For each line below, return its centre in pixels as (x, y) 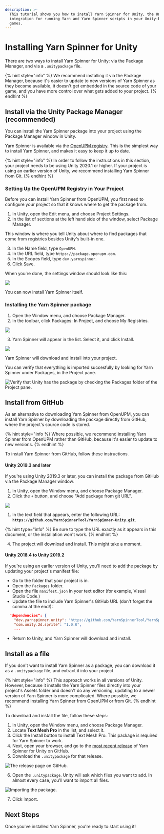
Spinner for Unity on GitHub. (41, 751)
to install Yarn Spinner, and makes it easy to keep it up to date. (68, 151)
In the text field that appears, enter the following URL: (66, 514)
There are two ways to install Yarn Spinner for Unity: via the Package (74, 61)
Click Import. (25, 799)
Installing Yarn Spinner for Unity (71, 47)
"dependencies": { (28, 615)
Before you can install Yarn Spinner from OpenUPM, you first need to (74, 199)
